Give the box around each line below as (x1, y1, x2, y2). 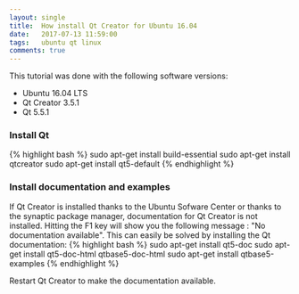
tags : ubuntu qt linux (9, 37, 102, 47)
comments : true (9, 46, 66, 55)
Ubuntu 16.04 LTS (21, 88, 88, 99)
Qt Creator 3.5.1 (21, 97, 80, 108)
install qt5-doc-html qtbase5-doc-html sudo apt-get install (23, 249, 239, 259)
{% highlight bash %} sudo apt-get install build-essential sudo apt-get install (9, 149, 292, 160)
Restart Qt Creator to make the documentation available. (9, 275, 217, 286)
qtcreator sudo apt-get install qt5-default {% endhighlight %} (9, 159, 235, 169)
